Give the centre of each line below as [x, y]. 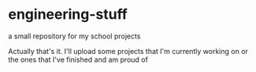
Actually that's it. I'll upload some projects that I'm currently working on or [128, 51]
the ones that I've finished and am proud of [78, 59]
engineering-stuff [68, 14]
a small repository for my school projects [74, 36]
